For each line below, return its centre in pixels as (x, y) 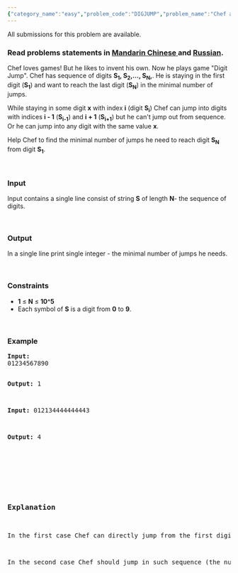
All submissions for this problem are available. (74, 34)
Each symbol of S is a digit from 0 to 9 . (74, 309)
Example (23, 341)
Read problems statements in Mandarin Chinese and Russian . (115, 53)
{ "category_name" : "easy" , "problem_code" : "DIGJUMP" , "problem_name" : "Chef (117, 14)
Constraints (28, 286)
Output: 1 (24, 383)
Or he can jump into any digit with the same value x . (83, 126)
